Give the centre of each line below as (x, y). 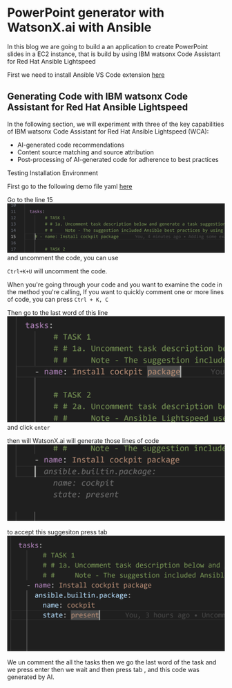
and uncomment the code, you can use (63, 257)
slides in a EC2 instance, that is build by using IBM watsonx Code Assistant (114, 54)
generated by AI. (31, 677)
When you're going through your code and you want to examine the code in (115, 284)
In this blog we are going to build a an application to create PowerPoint (108, 46)
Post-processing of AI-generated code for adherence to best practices (118, 159)
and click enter (29, 428)
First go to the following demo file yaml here (70, 186)
